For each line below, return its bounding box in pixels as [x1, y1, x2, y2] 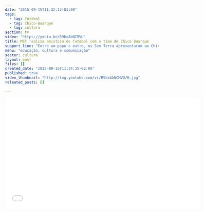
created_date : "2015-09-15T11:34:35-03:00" [5, 66, 95, 71]
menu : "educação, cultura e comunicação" [5, 48, 91, 53]
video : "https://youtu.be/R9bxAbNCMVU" [5, 35, 86, 40]
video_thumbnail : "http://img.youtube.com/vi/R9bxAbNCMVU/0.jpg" [5, 75, 140, 80]
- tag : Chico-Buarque [9, 21, 54, 26]
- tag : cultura [9, 25, 40, 30]
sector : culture [5, 52, 38, 58]
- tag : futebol [9, 16, 40, 21]
